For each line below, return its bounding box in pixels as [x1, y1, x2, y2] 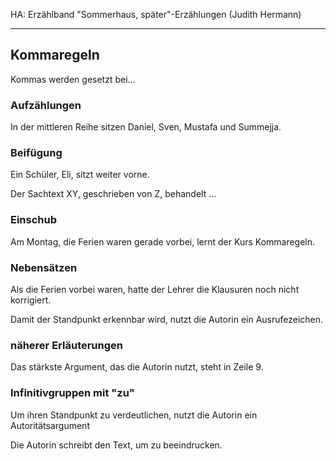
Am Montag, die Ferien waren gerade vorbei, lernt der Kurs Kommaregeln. [10, 235, 316, 248]
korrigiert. [10, 294, 52, 306]
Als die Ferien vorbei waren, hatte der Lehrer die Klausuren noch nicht [10, 284, 300, 295]
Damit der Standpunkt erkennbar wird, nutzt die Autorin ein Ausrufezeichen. [10, 314, 324, 325]
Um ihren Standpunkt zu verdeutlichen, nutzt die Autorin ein [10, 409, 258, 421]
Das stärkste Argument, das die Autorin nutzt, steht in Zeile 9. [10, 361, 264, 373]
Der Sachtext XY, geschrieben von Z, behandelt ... [10, 188, 217, 200]
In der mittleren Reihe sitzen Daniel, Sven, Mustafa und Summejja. [10, 121, 282, 133]
